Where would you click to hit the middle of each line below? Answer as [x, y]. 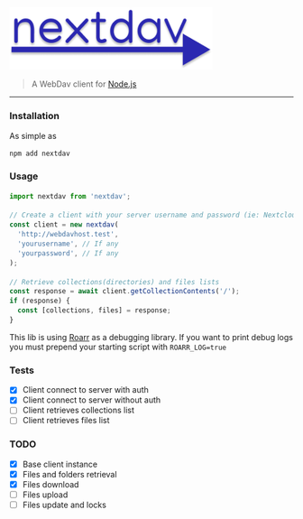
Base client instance [60, 464]
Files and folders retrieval [69, 474]
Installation [35, 116]
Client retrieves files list [66, 421]
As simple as [33, 135]
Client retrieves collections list [78, 410]
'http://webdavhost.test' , [68, 235]
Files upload [45, 495]
